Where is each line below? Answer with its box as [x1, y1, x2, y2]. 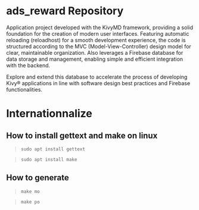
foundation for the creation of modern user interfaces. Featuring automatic [6, 30, 189, 37]
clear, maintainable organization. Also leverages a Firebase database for [6, 49, 184, 56]
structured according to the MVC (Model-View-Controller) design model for [6, 43, 192, 50]
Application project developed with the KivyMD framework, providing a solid [6, 24, 194, 31]
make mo [20, 189, 40, 195]
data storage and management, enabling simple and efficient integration [6, 55, 184, 62]
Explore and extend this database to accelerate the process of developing [6, 73, 188, 80]
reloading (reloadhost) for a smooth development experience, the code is [6, 36, 186, 43]
